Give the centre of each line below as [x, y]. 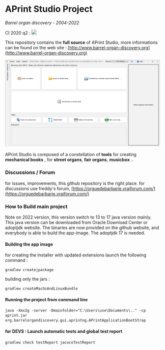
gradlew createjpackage [29, 270]
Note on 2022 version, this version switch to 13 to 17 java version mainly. [78, 217]
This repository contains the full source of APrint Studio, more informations [82, 42]
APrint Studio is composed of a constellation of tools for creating [71, 155]
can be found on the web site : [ [37, 47]
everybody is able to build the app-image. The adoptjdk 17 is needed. [75, 233]
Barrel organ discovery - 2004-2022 [42, 23]
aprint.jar [16, 316]
